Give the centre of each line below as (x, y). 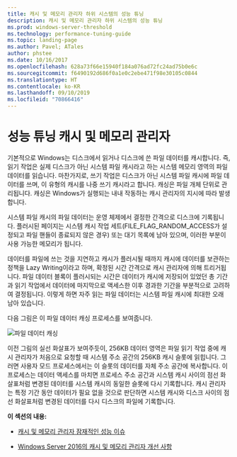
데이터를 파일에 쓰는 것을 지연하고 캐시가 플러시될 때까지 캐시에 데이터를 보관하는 (119, 259)
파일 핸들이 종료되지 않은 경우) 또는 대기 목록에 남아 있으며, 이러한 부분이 (126, 235)
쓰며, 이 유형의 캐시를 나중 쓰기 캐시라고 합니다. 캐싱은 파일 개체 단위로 (123, 184)
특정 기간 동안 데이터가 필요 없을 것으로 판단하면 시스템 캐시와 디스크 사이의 (118, 392)
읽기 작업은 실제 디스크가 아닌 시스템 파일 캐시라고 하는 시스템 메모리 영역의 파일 (118, 167)
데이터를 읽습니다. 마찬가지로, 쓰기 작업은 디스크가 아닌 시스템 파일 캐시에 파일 (115, 175)
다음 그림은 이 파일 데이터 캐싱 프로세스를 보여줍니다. (80, 318)
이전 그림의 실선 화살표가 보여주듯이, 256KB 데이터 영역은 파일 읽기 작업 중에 (113, 348)
